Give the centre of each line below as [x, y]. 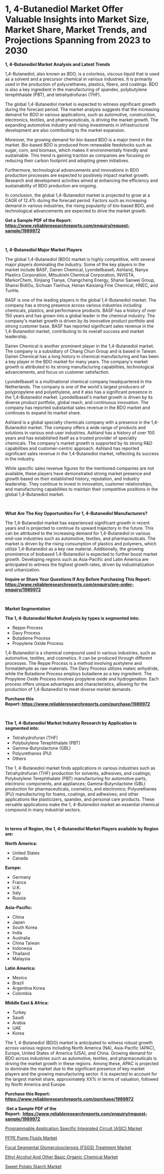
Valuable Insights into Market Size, [77, 19]
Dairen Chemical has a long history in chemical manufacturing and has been [82, 356]
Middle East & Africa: [27, 1003]
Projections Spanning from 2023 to [78, 40]
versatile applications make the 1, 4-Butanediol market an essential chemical [82, 804]
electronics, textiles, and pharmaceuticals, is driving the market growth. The [82, 120]
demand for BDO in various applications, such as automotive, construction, [81, 114]
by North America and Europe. [36, 1084]
